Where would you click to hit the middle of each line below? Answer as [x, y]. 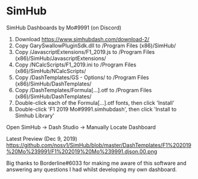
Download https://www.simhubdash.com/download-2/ [82, 39]
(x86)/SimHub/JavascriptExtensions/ [60, 58]
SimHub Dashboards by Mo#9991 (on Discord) [64, 28]
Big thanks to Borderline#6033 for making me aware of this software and [97, 163]
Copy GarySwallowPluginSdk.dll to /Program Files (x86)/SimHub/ [95, 45]
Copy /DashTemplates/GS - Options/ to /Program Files [82, 77]
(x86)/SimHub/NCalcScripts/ [50, 71]
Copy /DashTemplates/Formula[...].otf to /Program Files [83, 90]
